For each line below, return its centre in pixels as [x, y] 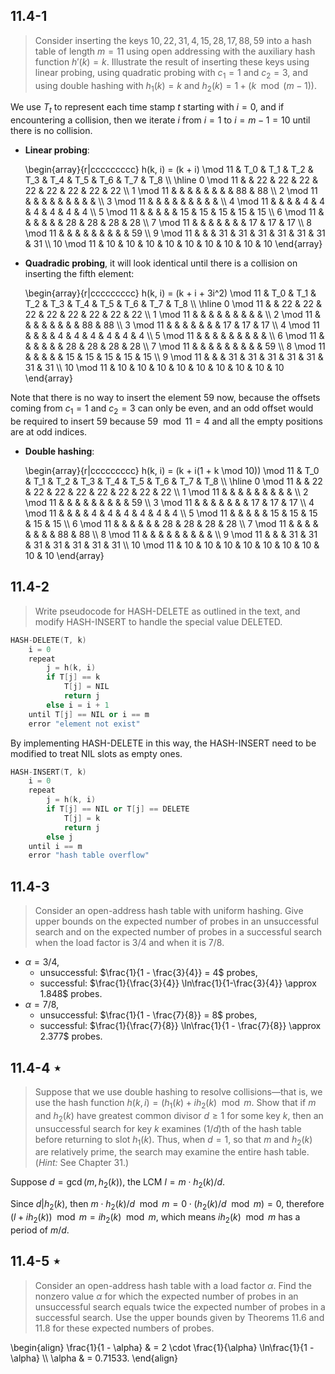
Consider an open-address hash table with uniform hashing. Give [169, 911]
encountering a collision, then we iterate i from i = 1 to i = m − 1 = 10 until [160, 120]
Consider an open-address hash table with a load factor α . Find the [173, 1285]
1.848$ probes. [71, 994]
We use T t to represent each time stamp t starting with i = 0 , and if [147, 108]
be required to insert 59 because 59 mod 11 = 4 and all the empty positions [166, 421]
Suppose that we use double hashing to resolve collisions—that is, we [178, 1091]
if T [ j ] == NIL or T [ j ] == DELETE [118, 809]
